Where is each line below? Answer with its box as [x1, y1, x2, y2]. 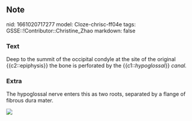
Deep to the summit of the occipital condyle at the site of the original [6, 56, 176, 63]
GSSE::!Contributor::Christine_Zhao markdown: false [6, 27, 136, 34]
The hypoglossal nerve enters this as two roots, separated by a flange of [6, 90, 186, 98]
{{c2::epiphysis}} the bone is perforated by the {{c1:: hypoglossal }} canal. [6, 62, 187, 69]
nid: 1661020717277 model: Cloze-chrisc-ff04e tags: [6, 20, 136, 28]
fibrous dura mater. [6, 97, 54, 104]
